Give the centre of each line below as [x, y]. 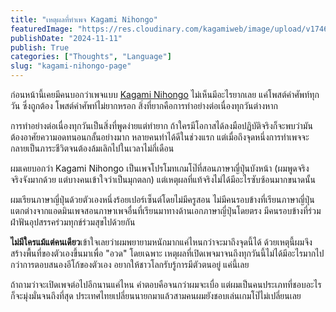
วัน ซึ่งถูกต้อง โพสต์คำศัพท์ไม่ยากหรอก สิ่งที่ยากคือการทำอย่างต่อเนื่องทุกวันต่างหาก [144, 105]
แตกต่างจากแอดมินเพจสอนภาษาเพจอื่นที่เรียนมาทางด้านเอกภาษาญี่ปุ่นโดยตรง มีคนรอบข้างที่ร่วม [166, 210]
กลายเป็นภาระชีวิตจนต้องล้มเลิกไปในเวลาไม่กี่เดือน [92, 148]
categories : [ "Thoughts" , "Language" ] [91, 57]
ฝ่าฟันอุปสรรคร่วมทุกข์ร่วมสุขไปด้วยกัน [73, 222]
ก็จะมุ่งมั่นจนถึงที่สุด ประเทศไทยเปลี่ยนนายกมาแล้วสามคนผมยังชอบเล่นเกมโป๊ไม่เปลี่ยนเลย [156, 295]
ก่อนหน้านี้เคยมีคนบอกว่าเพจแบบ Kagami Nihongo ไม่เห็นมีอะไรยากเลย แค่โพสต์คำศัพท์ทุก [165, 94]
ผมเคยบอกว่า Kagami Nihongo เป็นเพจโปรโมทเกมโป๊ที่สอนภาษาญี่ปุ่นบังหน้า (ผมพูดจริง [160, 168]
